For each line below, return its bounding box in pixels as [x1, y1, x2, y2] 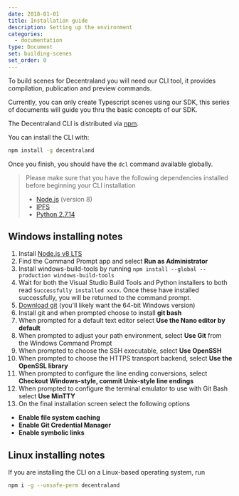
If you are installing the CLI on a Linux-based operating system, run [8, 468, 206, 477]
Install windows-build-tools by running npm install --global [18, 264, 197, 273]
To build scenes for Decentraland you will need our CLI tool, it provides [8, 76, 216, 85]
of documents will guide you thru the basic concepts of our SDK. [8, 105, 198, 114]
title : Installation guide [8, 17, 88, 24]
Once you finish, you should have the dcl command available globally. [8, 160, 213, 168]
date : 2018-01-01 [8, 10, 60, 18]
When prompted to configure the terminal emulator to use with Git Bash [18, 384, 228, 393]
